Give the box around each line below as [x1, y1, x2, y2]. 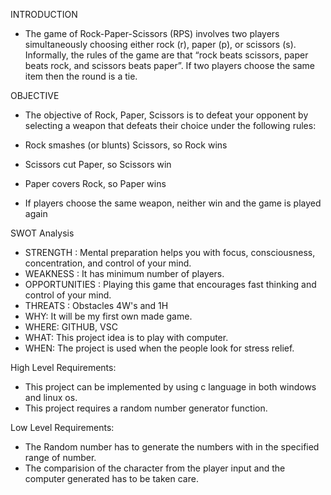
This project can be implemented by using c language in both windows [24, 381, 317, 393]
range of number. [24, 452, 97, 463]
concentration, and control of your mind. [24, 257, 192, 269]
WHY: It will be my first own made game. [24, 310, 193, 322]
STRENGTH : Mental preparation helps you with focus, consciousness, [24, 247, 316, 258]
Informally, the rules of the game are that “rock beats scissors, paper [24, 49, 309, 61]
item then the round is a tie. [24, 70, 138, 82]
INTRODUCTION [10, 9, 78, 20]
